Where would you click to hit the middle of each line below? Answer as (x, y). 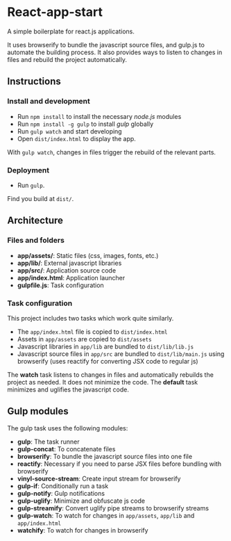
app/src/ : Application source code (67, 270)
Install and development (49, 102)
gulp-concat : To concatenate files (66, 449)
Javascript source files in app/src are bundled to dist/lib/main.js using (121, 354)
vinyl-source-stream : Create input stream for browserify (99, 478)
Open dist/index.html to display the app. (77, 138)
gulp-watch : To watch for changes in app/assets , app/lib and (106, 515)
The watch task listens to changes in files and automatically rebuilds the (110, 374)
